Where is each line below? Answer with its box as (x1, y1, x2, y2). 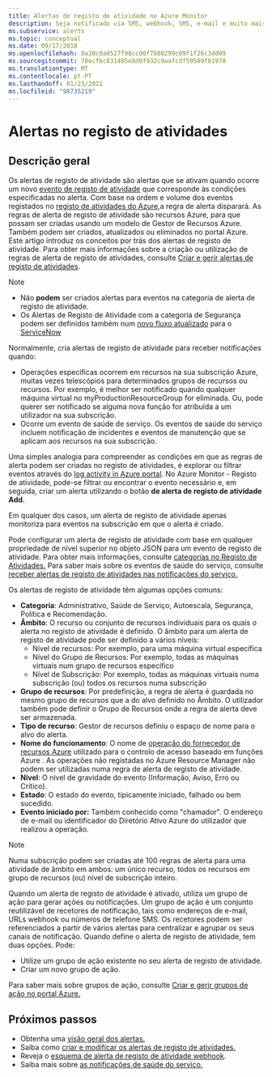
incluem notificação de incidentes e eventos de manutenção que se (19, 428, 246, 437)
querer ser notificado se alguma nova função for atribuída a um (19, 402, 232, 411)
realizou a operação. (19, 824, 89, 834)
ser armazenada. (19, 713, 77, 722)
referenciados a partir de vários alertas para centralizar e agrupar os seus (8, 923, 255, 933)
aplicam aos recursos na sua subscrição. (19, 436, 158, 446)
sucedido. (19, 798, 54, 808)
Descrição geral (8, 154, 91, 168)
